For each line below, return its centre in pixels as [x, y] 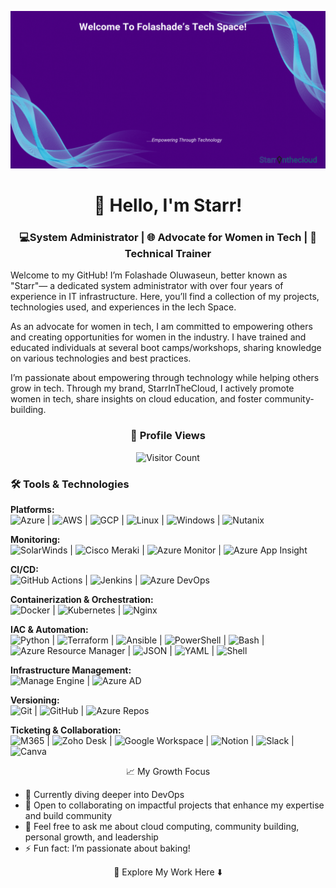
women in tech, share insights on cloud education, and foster [136, 399]
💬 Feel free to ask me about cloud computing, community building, [162, 827]
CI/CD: [24, 570]
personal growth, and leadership [91, 837]
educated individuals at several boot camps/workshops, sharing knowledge [166, 348]
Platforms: [32, 510]
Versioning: [35, 700]
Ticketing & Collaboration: [66, 730]
